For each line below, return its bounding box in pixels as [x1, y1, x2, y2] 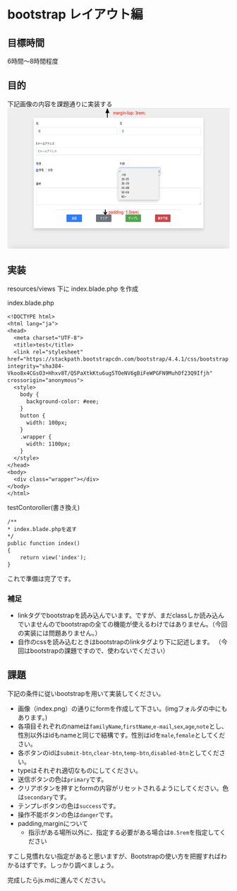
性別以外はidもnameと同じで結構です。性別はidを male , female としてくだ [17, 730, 226, 739]
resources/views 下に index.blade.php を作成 [7, 284, 139, 293]
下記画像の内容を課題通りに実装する [7, 100, 113, 108]
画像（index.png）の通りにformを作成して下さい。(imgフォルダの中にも [17, 704, 228, 713]
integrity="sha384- [7, 362, 65, 370]
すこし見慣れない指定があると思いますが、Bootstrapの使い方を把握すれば [7, 851, 221, 860]
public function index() [7, 540, 80, 547]
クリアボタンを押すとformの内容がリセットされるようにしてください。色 [17, 784, 229, 792]
